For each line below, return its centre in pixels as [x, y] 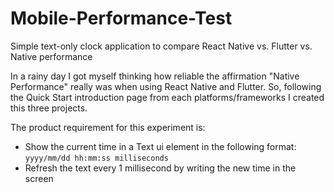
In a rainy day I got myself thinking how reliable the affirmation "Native [155, 76]
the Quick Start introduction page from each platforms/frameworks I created [167, 97]
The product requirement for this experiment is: [108, 127]
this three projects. [49, 108]
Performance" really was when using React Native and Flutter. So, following [166, 86]
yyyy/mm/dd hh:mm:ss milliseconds [96, 158]
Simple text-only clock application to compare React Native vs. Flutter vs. [161, 46]
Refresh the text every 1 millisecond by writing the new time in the [160, 168]
